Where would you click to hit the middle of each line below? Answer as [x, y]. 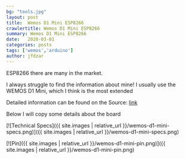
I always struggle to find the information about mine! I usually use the [91, 85]
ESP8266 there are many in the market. [55, 73]
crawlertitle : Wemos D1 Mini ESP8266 [53, 28]
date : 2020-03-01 [30, 39]
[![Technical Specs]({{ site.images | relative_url [64, 125]
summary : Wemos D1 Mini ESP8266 [46, 34]
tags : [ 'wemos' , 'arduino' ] [40, 51]
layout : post [22, 17]
